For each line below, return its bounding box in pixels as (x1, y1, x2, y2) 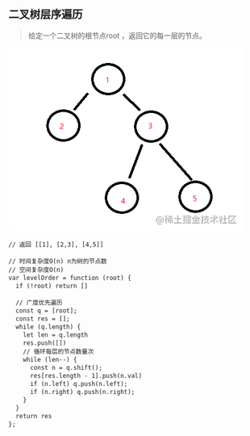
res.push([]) (23, 338, 67, 347)
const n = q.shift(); (29, 363, 103, 371)
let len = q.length (23, 330, 89, 339)
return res (15, 412, 52, 420)
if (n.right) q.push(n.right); (29, 388, 135, 396)
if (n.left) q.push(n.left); (29, 379, 128, 388)
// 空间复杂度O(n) (8, 266, 65, 274)
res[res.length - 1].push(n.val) (29, 371, 143, 379)
